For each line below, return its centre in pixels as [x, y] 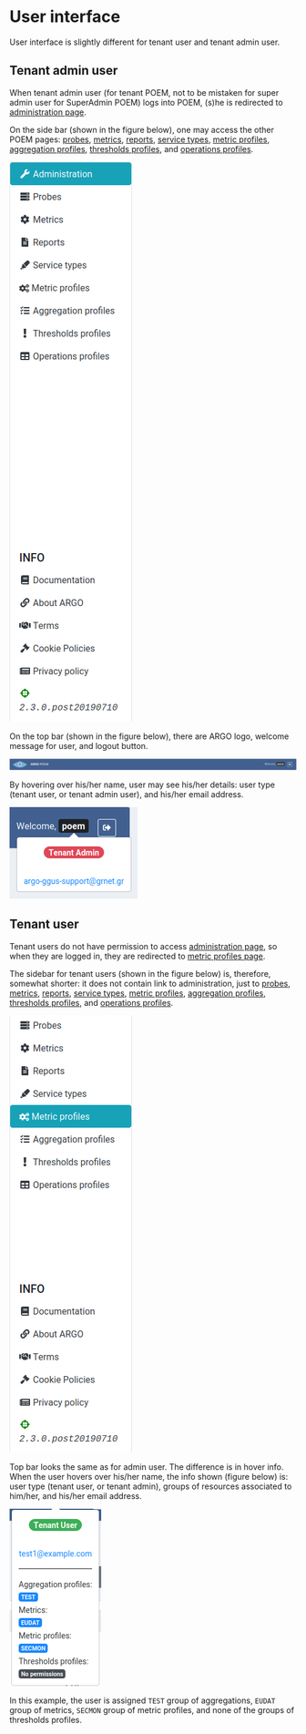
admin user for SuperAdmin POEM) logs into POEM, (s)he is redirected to [147, 102]
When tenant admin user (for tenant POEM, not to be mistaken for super [144, 92]
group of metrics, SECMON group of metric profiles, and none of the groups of [152, 1709]
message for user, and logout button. [79, 745]
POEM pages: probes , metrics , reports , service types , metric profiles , [140, 139]
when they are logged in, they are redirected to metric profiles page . [138, 956]
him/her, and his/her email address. [76, 1495]
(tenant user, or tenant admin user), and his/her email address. [127, 794]
